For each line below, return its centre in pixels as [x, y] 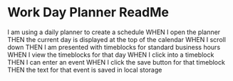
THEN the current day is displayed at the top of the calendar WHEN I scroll [117, 39]
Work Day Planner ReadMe [88, 12]
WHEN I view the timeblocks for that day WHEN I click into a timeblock [111, 55]
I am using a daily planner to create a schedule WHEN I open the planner [114, 32]
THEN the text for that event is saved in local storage [85, 70]
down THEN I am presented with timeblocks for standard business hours [114, 47]
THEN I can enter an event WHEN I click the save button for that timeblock [116, 62]
